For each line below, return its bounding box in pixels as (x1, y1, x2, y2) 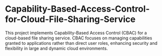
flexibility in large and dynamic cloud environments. (5, 45, 108, 51)
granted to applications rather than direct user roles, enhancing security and (5, 40, 158, 46)
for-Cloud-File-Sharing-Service (5, 14, 136, 25)
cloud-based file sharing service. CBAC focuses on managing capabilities (5, 35, 152, 41)
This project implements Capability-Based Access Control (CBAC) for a (5, 30, 147, 36)
